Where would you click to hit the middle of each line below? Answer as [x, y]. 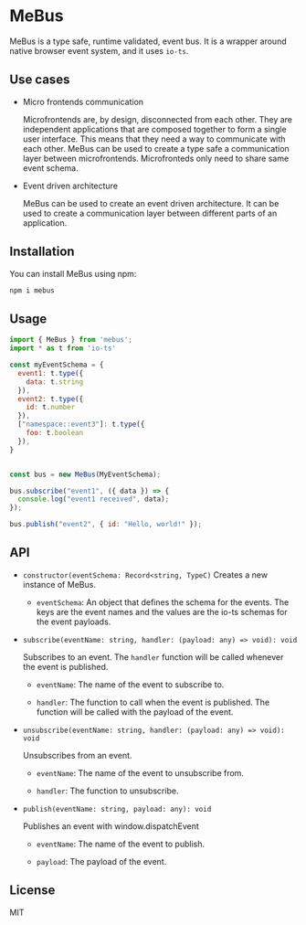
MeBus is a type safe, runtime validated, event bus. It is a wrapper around [148, 41]
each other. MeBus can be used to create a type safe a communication [156, 148]
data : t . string [55, 382]
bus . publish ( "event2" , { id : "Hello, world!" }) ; [106, 525]
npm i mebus [32, 290]
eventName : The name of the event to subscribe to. [130, 684]
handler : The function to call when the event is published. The [153, 702]
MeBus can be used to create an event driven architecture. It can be [151, 203]
